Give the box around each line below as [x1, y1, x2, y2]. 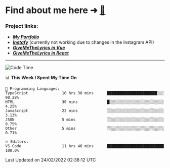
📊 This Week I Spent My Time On [5, 75, 77, 81]
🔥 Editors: [5, 139, 29, 144]
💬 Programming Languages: [5, 86, 60, 91]
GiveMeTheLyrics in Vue [12, 45, 65, 51]
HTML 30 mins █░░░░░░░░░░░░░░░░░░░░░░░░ [5, 99, 164, 105]
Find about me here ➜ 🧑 [5, 5, 106, 16]
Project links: [5, 23, 38, 30]
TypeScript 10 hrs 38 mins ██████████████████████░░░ [5, 91, 164, 96]
